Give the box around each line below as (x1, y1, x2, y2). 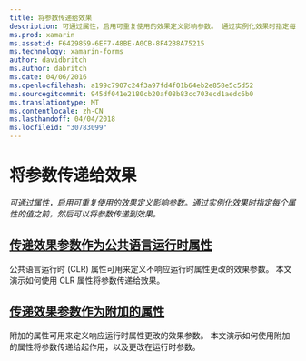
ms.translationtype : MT (9, 97, 100, 107)
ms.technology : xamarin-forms (9, 47, 124, 56)
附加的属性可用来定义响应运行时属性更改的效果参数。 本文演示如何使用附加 (9, 329, 291, 341)
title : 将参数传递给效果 (9, 13, 93, 23)
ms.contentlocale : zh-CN (9, 106, 104, 115)
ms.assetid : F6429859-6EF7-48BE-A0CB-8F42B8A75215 (9, 38, 205, 48)
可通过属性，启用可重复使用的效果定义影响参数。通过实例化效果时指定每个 (9, 196, 288, 207)
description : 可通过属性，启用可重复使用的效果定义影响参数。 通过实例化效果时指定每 (9, 22, 297, 31)
